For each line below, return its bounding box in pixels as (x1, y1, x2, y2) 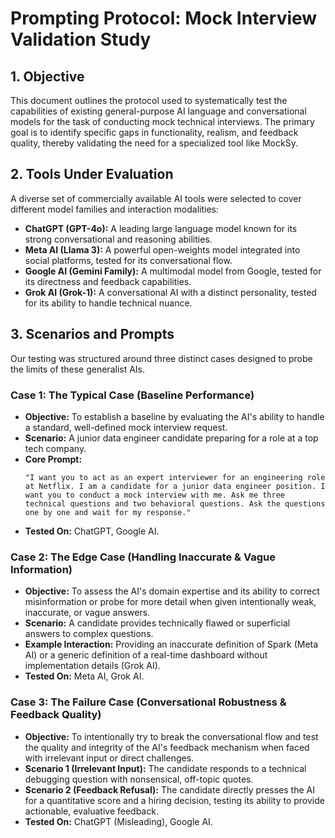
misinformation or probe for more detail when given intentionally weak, (24, 596, 317, 608)
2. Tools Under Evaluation (10, 166, 174, 183)
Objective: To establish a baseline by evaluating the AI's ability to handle (24, 410, 325, 422)
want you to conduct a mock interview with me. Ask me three (24, 490, 286, 500)
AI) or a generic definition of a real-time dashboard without (24, 649, 268, 661)
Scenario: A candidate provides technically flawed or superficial (24, 617, 291, 629)
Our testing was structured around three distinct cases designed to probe (10, 352, 313, 364)
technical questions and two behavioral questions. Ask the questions (24, 498, 326, 509)
